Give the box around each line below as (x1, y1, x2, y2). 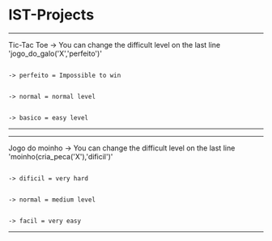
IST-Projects (8, 6, 95, 24)
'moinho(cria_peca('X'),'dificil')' (8, 151, 113, 161)
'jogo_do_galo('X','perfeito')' (8, 49, 103, 58)
